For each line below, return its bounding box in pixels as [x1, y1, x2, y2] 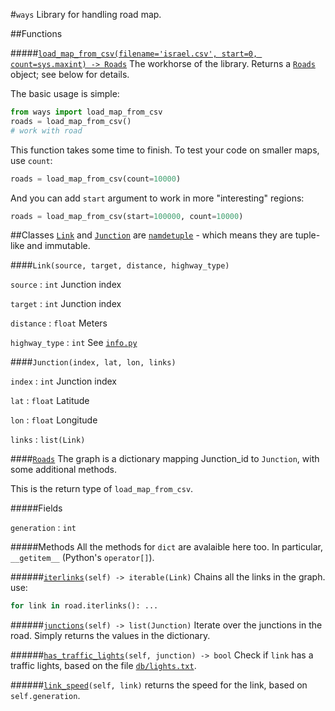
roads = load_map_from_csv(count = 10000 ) [10, 174, 182, 184]
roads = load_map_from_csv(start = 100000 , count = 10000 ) [10, 211, 244, 221]
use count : [10, 154, 53, 166]
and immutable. [26, 240, 91, 252]
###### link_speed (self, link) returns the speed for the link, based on [10, 679, 308, 691]
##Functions [10, 28, 63, 39]
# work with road [10, 125, 83, 136]
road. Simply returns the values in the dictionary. [10, 630, 211, 642]
